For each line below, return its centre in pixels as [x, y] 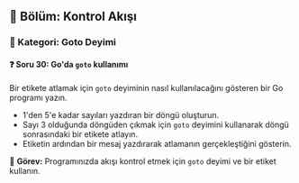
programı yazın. [38, 97]
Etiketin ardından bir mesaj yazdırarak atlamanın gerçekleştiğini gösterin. [157, 143]
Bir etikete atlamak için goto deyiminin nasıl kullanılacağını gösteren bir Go [146, 87]
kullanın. [25, 170]
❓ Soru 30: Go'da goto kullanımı [69, 64]
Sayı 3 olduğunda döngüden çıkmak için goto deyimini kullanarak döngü [156, 124]
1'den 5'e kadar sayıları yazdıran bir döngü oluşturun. [121, 114]
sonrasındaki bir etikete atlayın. [80, 134]
